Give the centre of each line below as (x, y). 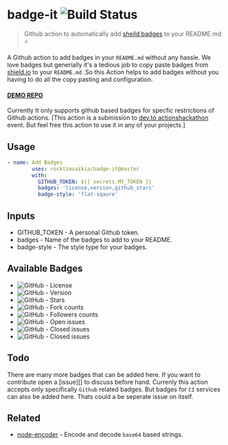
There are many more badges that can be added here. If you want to (104, 374)
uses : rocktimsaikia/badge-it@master (85, 169)
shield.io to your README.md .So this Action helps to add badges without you (113, 72)
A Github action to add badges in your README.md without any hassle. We (109, 57)
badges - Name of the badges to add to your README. (95, 240)
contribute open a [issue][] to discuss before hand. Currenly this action (107, 382)
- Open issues (66, 322)
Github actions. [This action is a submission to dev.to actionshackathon (108, 118)
